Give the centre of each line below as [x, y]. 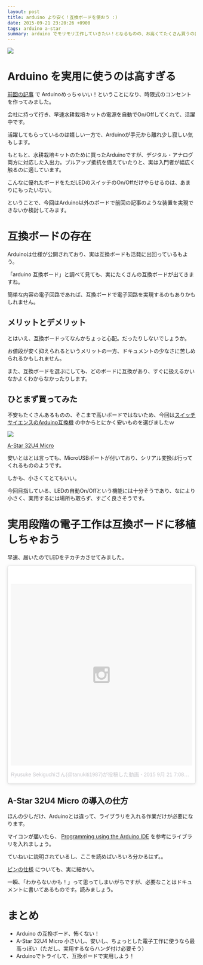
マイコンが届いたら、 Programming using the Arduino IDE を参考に [90, 836]
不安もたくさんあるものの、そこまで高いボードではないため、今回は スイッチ [101, 415]
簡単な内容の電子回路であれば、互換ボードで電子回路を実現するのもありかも [101, 294]
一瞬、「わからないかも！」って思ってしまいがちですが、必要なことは [92, 882]
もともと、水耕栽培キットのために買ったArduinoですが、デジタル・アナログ [100, 155]
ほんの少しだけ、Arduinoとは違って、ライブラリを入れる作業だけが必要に [98, 816]
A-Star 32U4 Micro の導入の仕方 [68, 801]
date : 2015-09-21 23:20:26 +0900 [49, 23]
